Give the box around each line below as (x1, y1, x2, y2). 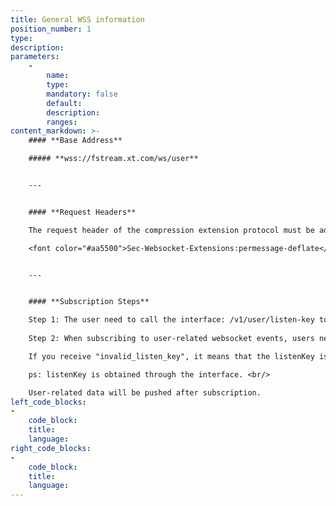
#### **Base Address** (28, 136, 123, 146)
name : (46, 71, 70, 81)
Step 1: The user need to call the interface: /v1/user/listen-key (28, 315, 315, 325)
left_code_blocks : (10, 397, 87, 407)
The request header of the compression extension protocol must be (28, 225, 315, 235)
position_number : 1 (10, 24, 92, 34)
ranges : (46, 117, 78, 127)
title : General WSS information (10, 14, 145, 25)
